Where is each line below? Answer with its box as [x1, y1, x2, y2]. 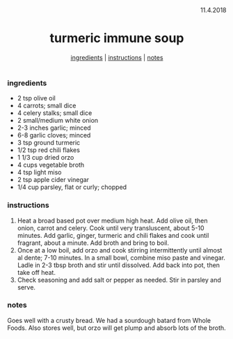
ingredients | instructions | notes [70, 53, 163, 61]
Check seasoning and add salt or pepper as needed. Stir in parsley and [17, 276, 221, 284]
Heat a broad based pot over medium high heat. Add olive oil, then [17, 216, 208, 225]
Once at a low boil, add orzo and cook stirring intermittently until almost [17, 246, 223, 254]
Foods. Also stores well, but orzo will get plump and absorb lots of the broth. [7, 324, 226, 332]
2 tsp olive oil [17, 94, 56, 103]
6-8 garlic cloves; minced [17, 131, 91, 140]
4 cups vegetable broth [17, 160, 85, 169]
